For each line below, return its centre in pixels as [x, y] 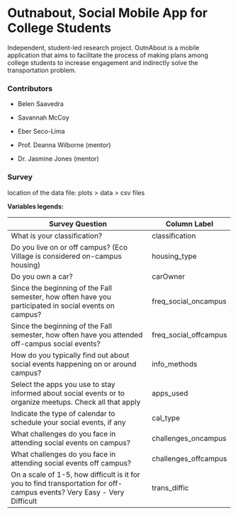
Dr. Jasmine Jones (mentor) [58, 159]
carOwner [169, 276]
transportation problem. [42, 70]
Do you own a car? [42, 276]
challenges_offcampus [189, 458]
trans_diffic [170, 487]
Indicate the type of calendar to [63, 413]
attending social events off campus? [71, 463]
